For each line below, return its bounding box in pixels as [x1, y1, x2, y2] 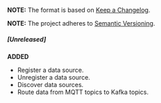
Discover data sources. [17, 80, 84, 88]
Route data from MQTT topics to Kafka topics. [17, 88, 149, 96]
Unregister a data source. [17, 73, 90, 82]
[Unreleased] [7, 35, 46, 44]
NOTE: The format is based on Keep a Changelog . [7, 6, 151, 14]
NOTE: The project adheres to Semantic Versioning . [7, 19, 155, 27]
